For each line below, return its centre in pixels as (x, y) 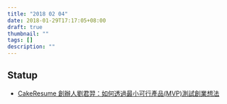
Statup (22, 75)
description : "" (31, 47)
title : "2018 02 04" (38, 14)
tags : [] (20, 40)
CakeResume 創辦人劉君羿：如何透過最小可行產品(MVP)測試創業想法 (118, 93)
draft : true (25, 27)
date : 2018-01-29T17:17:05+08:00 (57, 21)
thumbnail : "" (28, 34)
